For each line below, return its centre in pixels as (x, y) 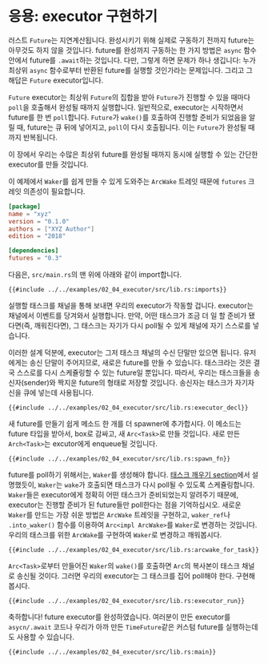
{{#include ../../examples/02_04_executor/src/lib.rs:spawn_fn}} (119, 459)
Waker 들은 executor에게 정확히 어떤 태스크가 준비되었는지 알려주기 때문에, (123, 495)
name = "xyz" (30, 214)
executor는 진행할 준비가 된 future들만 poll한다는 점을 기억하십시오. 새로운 (125, 505)
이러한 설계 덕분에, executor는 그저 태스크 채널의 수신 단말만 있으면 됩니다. (125, 352)
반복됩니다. (40, 137)
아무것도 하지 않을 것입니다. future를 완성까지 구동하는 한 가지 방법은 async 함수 (133, 50)
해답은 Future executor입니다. (56, 80)
